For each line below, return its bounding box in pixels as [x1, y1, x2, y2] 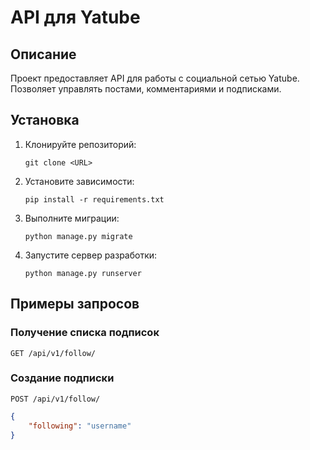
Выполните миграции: [24, 212, 120, 224]
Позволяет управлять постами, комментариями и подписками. [10, 83, 282, 95]
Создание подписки [10, 371, 115, 385]
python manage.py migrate [24, 231, 133, 241]
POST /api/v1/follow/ [10, 394, 101, 404]
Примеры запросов [10, 296, 140, 313]
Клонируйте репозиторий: [24, 138, 137, 150]
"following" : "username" [28, 421, 132, 431]
